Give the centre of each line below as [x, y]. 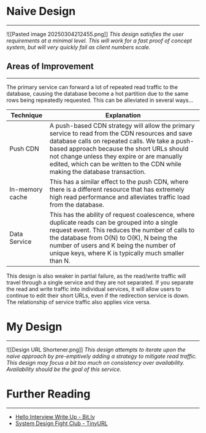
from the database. [77, 205]
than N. [60, 260]
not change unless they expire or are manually [116, 156]
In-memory [26, 189]
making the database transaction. [97, 171]
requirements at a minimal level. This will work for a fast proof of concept [99, 41]
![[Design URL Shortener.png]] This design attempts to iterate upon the [96, 349]
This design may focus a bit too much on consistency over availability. [96, 362]
